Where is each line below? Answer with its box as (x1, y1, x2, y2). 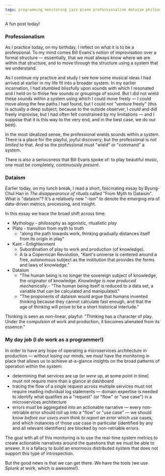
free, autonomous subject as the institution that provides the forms (19, 257, 155, 263)
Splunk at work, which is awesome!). (5, 465, 80, 471)
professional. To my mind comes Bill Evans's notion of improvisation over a (5, 49, 157, 55)
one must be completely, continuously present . (5, 162, 100, 168)
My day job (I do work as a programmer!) (5, 336, 104, 343)
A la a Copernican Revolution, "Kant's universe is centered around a (19, 252, 157, 258)
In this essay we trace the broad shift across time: (5, 210, 106, 217)
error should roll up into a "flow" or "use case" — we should (30, 409, 152, 415)
